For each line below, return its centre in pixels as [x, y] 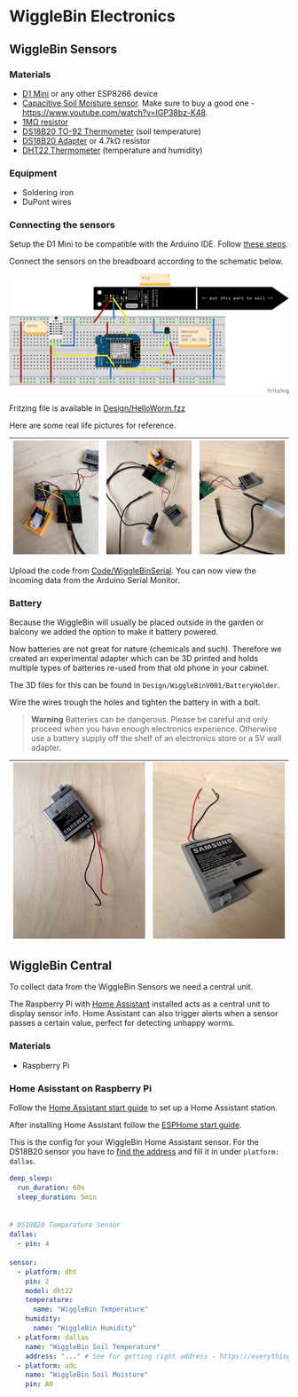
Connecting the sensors [62, 225]
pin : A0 [39, 1385]
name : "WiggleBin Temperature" [90, 1310]
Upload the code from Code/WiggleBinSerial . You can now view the [133, 571]
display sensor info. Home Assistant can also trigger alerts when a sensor [144, 1014]
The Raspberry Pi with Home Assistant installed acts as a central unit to [140, 1004]
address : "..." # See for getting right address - [121, 1356]
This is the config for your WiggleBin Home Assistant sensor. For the [134, 1142]
